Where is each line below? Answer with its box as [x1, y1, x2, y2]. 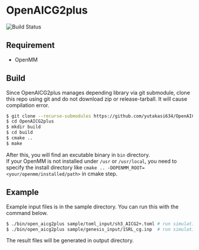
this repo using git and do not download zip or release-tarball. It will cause [6, 95, 188, 102]
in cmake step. [82, 170, 118, 177]
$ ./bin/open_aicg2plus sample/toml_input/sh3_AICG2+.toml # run [6, 220, 171, 227]
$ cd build [6, 130, 33, 136]
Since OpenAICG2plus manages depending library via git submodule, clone [6, 89, 191, 96]
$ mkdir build [6, 124, 41, 130]
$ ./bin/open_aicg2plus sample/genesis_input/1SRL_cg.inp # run [6, 226, 171, 232]
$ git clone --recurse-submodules [6, 113, 92, 119]
